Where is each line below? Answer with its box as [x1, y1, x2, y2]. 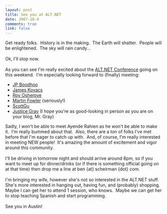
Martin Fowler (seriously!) [12, 97, 66, 103]
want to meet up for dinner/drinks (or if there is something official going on [5, 161, 159, 167]
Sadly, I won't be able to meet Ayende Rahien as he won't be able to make [5, 124, 157, 130]
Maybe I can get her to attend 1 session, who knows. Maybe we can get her [5, 187, 162, 193]
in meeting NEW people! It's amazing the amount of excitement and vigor [5, 139, 157, 146]
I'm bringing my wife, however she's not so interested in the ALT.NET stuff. [5, 177, 159, 183]
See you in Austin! [5, 203, 42, 209]
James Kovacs [12, 87, 43, 93]
